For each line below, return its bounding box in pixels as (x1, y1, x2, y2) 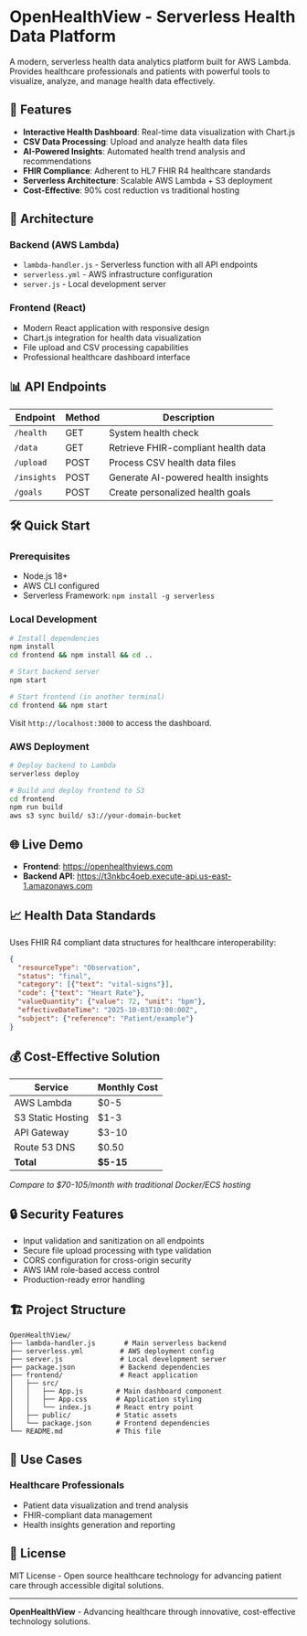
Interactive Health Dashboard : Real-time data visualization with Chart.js (22, 126, 295, 137)
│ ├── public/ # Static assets (9, 1411, 178, 1420)
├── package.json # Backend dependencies (9, 1363, 210, 1373)
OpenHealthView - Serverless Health (9, 6, 296, 27)
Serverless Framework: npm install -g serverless (22, 590, 215, 601)
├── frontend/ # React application (9, 1371, 198, 1380)
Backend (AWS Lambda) (9, 239, 120, 251)
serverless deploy (9, 769, 79, 778)
